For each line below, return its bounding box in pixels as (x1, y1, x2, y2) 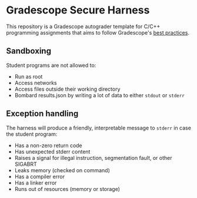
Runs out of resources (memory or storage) (14, 185, 121, 192)
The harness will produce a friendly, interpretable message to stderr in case (6, 124, 191, 131)
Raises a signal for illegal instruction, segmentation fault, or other (14, 154, 172, 161)
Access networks (14, 79, 57, 86)
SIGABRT (14, 161, 37, 168)
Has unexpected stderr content (14, 148, 91, 155)
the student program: (6, 130, 58, 138)
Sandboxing (6, 46, 52, 56)
